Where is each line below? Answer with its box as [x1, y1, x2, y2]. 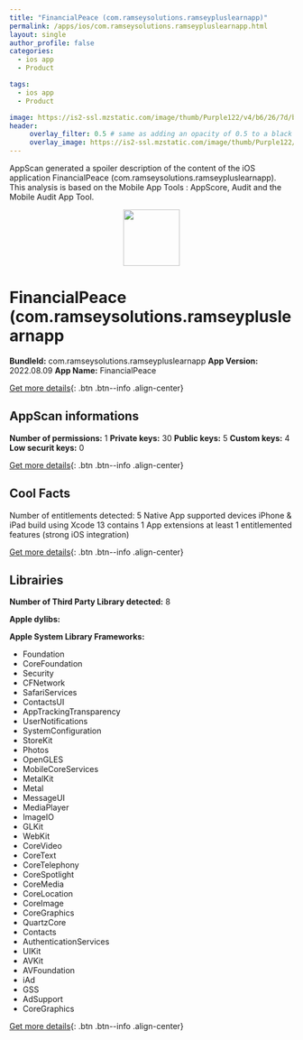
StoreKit [22, 735, 53, 746]
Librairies [9, 572, 64, 587]
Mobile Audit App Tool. [9, 191, 95, 202]
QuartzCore [22, 917, 67, 928]
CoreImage [22, 898, 65, 909]
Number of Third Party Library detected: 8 [9, 596, 171, 607]
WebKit [22, 831, 50, 842]
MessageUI [22, 793, 66, 804]
